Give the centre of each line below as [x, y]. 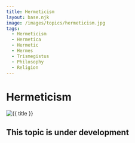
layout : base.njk [28, 17]
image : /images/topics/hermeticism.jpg [56, 23]
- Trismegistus [30, 56]
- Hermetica [27, 39]
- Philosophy [28, 62]
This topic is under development [68, 132]
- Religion [25, 67]
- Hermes [22, 51]
